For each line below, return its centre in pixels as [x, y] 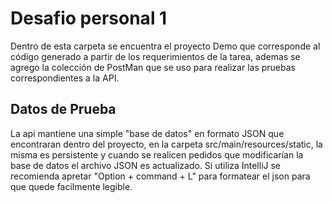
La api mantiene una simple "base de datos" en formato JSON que [147, 133]
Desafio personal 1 [89, 18]
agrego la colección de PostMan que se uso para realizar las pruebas [153, 67]
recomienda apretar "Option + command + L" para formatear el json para [160, 176]
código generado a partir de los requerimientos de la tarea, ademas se [155, 56]
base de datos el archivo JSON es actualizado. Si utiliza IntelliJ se [146, 165]
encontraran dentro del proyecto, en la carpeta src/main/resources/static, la [166, 144]
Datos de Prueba [63, 109]
